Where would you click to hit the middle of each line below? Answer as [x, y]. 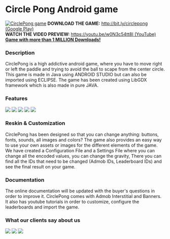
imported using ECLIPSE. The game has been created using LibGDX [76, 80]
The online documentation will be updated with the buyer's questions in [80, 191]
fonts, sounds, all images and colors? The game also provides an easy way [83, 140]
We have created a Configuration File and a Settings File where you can [80, 150]
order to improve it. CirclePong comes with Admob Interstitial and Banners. [83, 196]
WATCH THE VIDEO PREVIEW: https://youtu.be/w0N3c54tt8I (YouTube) [81, 34]
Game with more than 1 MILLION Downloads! [53, 40]
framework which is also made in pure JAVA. [52, 85]
